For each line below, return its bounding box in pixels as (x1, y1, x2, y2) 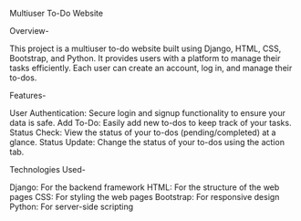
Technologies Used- (9, 164, 87, 174)
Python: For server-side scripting (9, 201, 134, 212)
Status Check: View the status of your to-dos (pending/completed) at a (9, 127, 276, 138)
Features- (9, 90, 47, 100)
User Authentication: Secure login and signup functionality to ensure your (9, 108, 285, 118)
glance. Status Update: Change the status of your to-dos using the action (9, 137, 285, 147)
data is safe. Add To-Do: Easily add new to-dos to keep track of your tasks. (9, 118, 292, 128)
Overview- (9, 26, 50, 36)
